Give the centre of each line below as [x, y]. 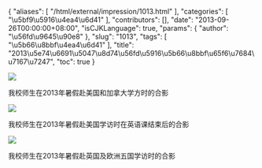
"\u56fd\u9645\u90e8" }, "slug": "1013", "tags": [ [88, 36]
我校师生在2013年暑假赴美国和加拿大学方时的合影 [89, 93]
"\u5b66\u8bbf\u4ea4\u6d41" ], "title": [71, 45]
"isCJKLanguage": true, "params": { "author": [155, 28]
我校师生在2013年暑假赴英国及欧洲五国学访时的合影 [92, 156]
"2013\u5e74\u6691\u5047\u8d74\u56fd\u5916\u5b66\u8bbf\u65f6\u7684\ [131, 53]
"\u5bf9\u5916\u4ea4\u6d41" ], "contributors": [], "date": [101, 20]
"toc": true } [76, 62]
